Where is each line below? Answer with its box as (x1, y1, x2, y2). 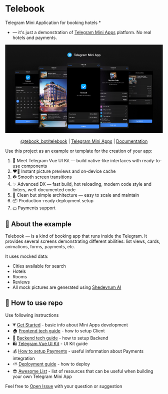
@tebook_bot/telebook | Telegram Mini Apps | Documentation (20, 138, 148, 144)
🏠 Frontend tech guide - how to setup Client (12, 327, 105, 333)
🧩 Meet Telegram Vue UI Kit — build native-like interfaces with (12, 158, 141, 164)
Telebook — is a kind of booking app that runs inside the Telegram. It (5, 233, 147, 239)
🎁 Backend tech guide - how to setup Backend (12, 335, 108, 341)
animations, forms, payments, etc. (5, 244, 75, 250)
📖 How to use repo (5, 299, 63, 307)
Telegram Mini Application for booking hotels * (5, 20, 101, 26)
